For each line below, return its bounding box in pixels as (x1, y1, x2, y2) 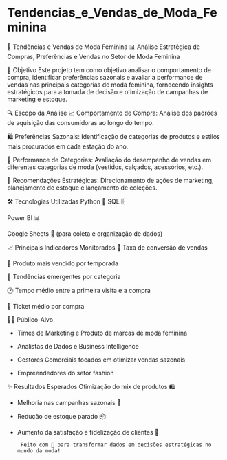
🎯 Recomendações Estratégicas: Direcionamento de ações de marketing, (7, 176, 215, 184)
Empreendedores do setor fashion (17, 369, 114, 377)
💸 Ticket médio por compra (7, 302, 85, 310)
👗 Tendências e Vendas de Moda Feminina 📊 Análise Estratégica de (7, 43, 201, 51)
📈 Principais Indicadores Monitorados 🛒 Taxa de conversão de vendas (7, 243, 208, 252)
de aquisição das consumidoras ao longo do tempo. (7, 118, 154, 127)
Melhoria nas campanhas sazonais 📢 (17, 398, 122, 406)
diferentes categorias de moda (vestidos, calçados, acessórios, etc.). (7, 163, 204, 171)
